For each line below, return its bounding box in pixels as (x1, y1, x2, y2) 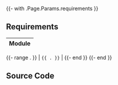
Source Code (6, 71, 54, 81)
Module (9, 39, 31, 47)
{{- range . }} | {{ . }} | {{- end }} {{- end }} (6, 54, 112, 61)
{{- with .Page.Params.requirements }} (6, 5, 99, 12)
